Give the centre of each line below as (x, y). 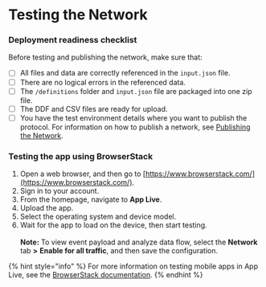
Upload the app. (47, 208)
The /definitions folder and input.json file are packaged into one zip (136, 91)
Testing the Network (78, 15)
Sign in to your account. (59, 191)
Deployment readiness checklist (73, 40)
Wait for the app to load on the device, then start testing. (113, 225)
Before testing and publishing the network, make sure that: (105, 57)
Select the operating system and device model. (98, 217)
